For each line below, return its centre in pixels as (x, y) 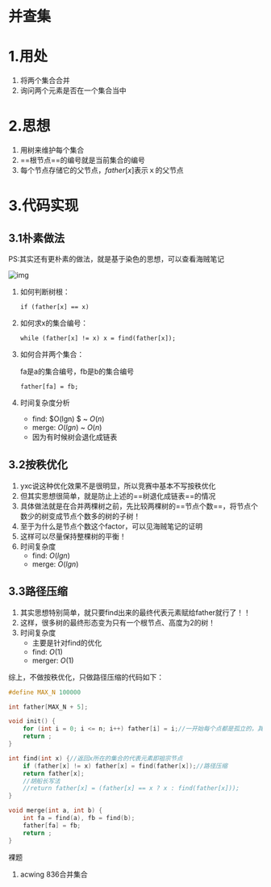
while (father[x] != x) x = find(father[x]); (98, 339)
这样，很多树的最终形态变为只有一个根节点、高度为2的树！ (118, 622)
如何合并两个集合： (52, 354)
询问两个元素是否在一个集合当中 (73, 90)
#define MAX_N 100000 (45, 692)
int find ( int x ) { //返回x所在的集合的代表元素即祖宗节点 (96, 758)
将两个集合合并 (45, 81)
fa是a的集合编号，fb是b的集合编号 (77, 371)
